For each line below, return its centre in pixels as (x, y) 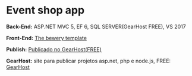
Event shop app (45, 10)
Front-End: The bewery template (47, 38)
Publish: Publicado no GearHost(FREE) (54, 49)
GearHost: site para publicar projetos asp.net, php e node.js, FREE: (89, 61)
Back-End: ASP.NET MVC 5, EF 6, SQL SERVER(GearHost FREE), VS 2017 (96, 27)
